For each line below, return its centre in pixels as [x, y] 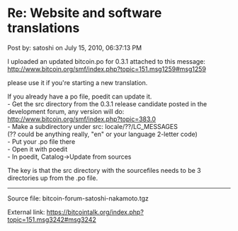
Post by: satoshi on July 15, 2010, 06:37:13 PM [75, 47]
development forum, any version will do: [66, 111]
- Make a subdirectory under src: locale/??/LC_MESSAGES [93, 126]
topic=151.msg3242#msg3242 [52, 219]
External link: [26, 212]
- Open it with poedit [38, 149]
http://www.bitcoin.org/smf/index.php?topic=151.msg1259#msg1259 [107, 69]
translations [44, 28]
